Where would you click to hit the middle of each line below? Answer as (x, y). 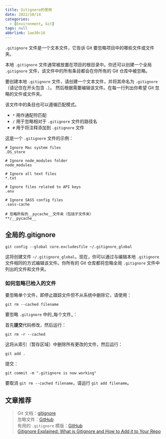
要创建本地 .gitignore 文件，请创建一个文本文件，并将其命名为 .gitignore (82, 81)
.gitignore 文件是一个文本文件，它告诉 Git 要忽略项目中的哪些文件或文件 (80, 48)
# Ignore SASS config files (34, 200)
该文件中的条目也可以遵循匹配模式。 (42, 105)
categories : (17, 19)
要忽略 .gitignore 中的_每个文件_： (41, 314)
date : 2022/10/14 (23, 14)
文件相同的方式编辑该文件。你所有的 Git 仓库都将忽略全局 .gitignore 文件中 (83, 263)
